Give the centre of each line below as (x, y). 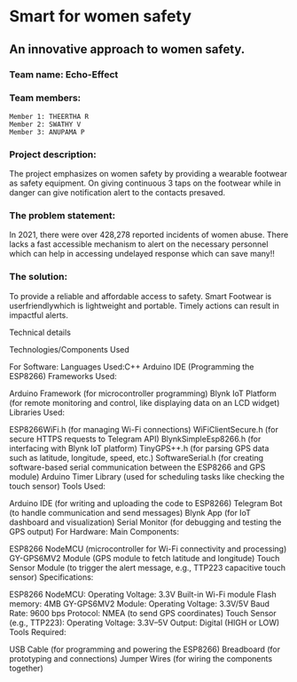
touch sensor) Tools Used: (58, 486)
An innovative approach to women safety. (127, 49)
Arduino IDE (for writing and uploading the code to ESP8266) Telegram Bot (146, 503)
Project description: (53, 155)
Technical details (40, 332)
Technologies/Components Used (70, 349)
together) (26, 668)
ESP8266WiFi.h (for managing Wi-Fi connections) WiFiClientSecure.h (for (144, 429)
